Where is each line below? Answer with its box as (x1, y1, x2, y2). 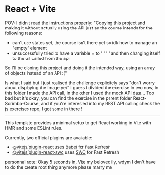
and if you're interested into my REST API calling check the (41, 100, 160, 106)
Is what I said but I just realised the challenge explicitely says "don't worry (5, 80, 155, 86)
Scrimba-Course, (5, 100, 40, 106)
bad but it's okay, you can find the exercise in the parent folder (5, 95, 132, 101)
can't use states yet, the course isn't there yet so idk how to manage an (12, 39, 157, 45)
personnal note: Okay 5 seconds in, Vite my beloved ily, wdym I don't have (5, 159, 156, 165)
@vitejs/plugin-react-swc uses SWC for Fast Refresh (12, 149, 119, 155)
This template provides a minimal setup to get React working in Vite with (5, 119, 151, 126)
